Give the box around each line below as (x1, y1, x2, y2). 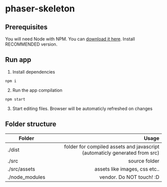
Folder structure (5, 120, 57, 128)
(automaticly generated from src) (82, 149, 160, 156)
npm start (5, 96, 26, 102)
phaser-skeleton (5, 3, 75, 14)
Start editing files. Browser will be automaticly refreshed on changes (12, 105, 153, 111)
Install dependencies (12, 69, 56, 75)
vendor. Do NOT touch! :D (99, 174, 160, 181)
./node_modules (7, 174, 46, 181)
